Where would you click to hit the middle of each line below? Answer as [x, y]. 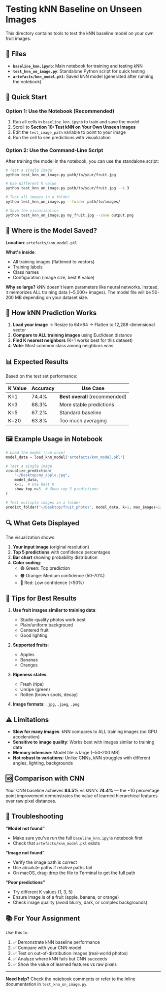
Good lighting [34, 635]
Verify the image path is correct [45, 862]
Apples [27, 655]
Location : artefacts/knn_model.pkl [41, 242]
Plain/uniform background [47, 625]
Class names [26, 272]
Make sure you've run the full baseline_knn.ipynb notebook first [78, 838]
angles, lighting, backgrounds [43, 763]
